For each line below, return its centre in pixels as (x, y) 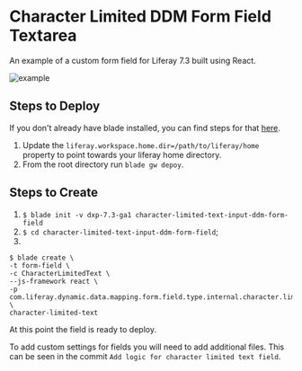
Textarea (43, 35)
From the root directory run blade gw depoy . (103, 164)
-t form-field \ (40, 265)
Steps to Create (54, 193)
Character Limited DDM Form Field (141, 17)
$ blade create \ (42, 258)
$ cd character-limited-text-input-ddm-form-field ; (120, 232)
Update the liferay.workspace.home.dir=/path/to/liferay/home (141, 145)
